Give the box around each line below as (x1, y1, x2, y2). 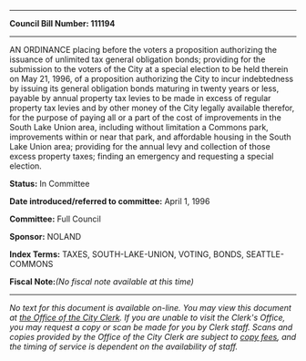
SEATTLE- (245, 249, 285, 260)
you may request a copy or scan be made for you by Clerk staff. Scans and (9, 322, 293, 333)
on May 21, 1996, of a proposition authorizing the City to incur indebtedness (9, 74, 294, 84)
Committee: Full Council (9, 213, 102, 224)
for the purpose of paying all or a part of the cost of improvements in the (9, 112, 282, 123)
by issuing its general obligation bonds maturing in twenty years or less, (9, 83, 280, 94)
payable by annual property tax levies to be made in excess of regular (9, 93, 271, 103)
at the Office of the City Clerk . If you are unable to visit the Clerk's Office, (9, 312, 286, 323)
